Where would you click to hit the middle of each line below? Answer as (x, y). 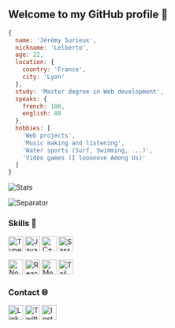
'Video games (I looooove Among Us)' (84, 158)
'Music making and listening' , (74, 143)
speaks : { (31, 99)
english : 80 (42, 114)
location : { (35, 62)
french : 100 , (44, 106)
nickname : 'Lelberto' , (52, 47)
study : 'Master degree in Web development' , (89, 92)
